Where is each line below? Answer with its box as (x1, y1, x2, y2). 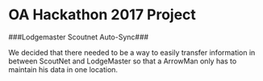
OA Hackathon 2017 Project (8, 6, 196, 24)
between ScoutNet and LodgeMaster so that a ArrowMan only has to (8, 56, 237, 66)
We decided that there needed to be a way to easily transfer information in (8, 47, 256, 57)
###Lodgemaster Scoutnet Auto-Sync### (8, 32, 149, 42)
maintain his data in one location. (8, 64, 119, 74)
